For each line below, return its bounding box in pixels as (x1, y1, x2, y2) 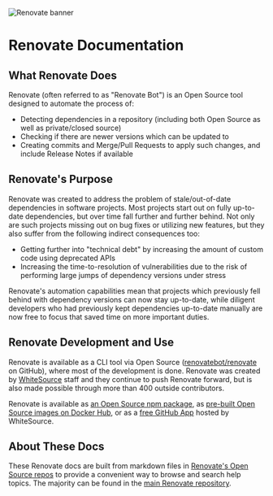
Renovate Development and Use (8, 336, 175, 350)
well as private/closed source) (19, 123, 122, 133)
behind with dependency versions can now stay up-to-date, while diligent (8, 294, 255, 304)
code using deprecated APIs (19, 253, 116, 263)
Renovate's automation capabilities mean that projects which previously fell (8, 285, 261, 296)
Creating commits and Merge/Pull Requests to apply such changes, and (19, 141, 261, 150)
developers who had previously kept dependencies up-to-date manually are (8, 303, 263, 313)
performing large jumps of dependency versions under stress (19, 270, 226, 280)
